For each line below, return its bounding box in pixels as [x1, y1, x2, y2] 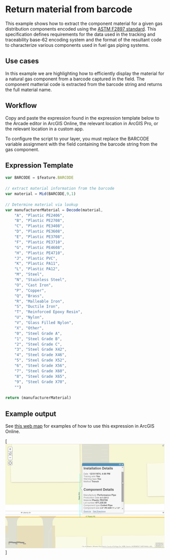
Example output [5, 409, 57, 418]
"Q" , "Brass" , [14, 293, 44, 298]
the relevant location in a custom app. [5, 126, 84, 132]
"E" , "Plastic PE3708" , [14, 234, 65, 239]
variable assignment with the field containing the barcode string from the [5, 141, 158, 147]
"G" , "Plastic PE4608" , [14, 245, 65, 250]
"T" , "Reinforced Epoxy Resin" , [14, 310, 83, 315]
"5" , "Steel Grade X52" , [14, 358, 67, 363]
